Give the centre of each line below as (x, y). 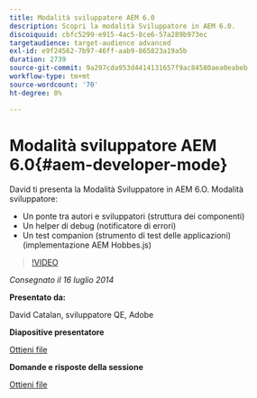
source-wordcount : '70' (54, 85)
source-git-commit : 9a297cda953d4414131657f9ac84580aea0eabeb (128, 68)
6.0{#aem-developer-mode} (119, 164)
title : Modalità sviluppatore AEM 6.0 (82, 18)
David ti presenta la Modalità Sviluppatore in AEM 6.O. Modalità (127, 189)
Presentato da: (37, 297)
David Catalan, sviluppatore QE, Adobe (82, 315)
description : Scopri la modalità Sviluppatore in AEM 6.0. (123, 26)
